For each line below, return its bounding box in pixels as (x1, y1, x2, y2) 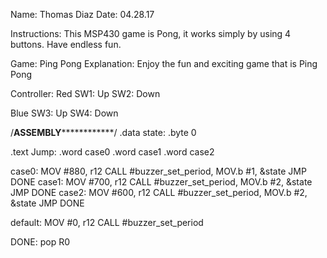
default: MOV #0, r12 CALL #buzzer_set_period (10, 217, 204, 228)
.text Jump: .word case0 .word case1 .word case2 (10, 146, 215, 158)
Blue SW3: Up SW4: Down (10, 107, 119, 119)
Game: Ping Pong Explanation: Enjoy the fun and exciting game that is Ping (10, 58, 318, 69)
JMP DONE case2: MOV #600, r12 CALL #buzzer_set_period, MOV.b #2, (10, 187, 308, 198)
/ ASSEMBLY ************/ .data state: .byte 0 (10, 127, 197, 138)
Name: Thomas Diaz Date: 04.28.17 (10, 9, 155, 20)
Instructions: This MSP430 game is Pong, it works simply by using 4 (10, 28, 292, 39)
